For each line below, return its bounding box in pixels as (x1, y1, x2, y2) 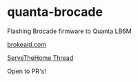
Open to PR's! (7, 67, 46, 75)
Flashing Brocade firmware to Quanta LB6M (7, 27, 132, 35)
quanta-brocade (7, 4, 103, 20)
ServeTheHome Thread (7, 53, 74, 62)
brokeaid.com (7, 40, 47, 48)
